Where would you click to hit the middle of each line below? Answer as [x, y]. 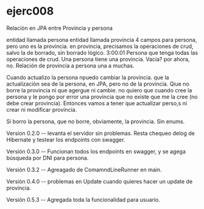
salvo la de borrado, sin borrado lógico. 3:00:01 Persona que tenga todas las [102, 52]
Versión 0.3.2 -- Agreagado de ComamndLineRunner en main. [84, 170]
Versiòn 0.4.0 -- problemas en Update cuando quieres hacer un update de [100, 181]
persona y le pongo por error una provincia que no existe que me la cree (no [102, 97]
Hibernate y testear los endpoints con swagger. [66, 139]
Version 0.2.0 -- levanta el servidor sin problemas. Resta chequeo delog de [100, 133]
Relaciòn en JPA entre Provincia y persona [59, 28]
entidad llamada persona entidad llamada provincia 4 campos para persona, [102, 39]
